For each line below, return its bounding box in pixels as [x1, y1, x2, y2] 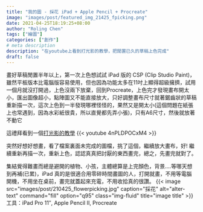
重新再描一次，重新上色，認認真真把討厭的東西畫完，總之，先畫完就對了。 [11, 149, 197, 157]
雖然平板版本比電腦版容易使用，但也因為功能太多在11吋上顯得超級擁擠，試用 [6, 79, 196, 86]
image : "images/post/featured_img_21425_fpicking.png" [6, 14, 147, 21]
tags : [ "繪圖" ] [6, 31, 43, 37]
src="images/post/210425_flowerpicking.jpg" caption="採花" [6, 185, 159, 192]
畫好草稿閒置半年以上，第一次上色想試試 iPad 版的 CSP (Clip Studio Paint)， [6, 71, 195, 79]
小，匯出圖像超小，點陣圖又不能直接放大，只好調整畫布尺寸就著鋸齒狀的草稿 [6, 94, 197, 101]
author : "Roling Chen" [6, 25, 63, 32]
